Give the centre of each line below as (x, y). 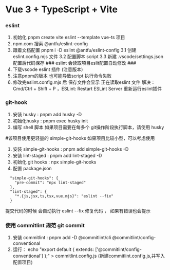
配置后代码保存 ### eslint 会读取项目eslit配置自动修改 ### (74, 63)
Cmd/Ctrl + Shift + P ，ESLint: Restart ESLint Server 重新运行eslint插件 (87, 89)
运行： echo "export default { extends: (53, 249)
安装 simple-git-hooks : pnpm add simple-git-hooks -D (71, 149)
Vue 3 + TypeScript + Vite (62, 10)
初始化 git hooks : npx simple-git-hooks (54, 162)
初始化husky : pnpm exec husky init (50, 121)
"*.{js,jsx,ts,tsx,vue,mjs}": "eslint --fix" (64, 196)
